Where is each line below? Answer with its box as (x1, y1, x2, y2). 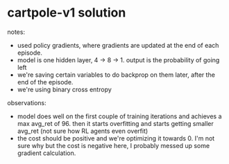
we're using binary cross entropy (17, 85, 112, 93)
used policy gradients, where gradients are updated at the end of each (17, 41, 219, 49)
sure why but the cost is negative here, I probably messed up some (17, 141, 210, 149)
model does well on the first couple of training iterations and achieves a (17, 112, 222, 120)
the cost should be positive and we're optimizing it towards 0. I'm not (17, 134, 215, 143)
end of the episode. (17, 78, 74, 86)
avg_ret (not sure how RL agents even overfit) (17, 127, 149, 135)
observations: (7, 98, 46, 107)
